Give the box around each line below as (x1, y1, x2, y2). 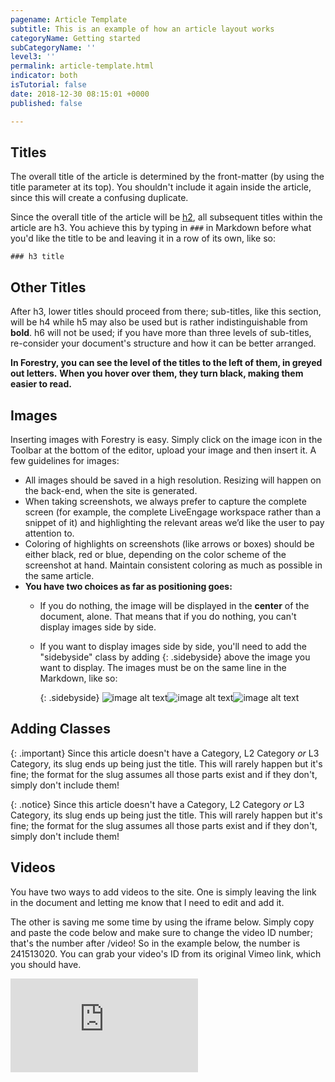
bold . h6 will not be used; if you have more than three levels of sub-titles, (10, 327, 312, 339)
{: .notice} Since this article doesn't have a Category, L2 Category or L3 (10, 798, 305, 810)
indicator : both (10, 71, 78, 81)
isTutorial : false (10, 80, 87, 90)
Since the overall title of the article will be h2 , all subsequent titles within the (10, 211, 323, 223)
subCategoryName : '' (10, 42, 97, 53)
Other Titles (10, 279, 87, 296)
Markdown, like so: (39, 672, 118, 684)
